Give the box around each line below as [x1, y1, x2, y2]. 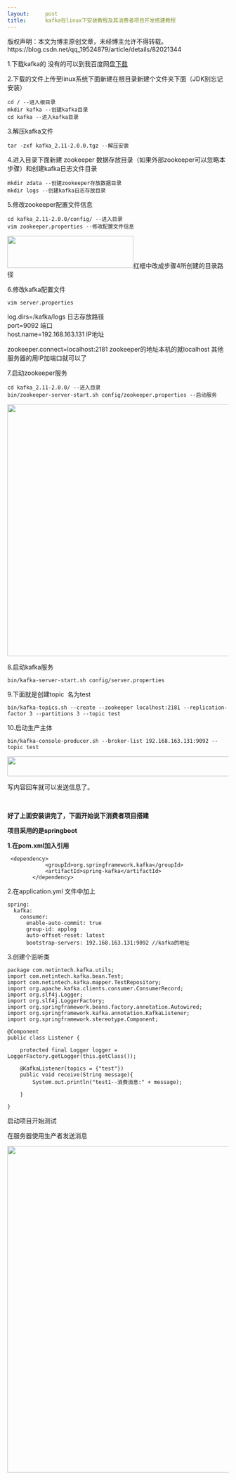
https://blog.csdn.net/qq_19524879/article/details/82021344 [7, 45, 182, 53]
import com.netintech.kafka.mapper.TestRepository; [7, 978, 162, 985]
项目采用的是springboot [7, 826, 77, 834]
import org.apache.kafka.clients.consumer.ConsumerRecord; [7, 985, 184, 992]
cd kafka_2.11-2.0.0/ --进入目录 [7, 384, 101, 391]
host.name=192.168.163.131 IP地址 [7, 330, 104, 338]
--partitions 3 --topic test [35, 710, 121, 717]
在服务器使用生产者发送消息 [7, 1131, 88, 1140]
